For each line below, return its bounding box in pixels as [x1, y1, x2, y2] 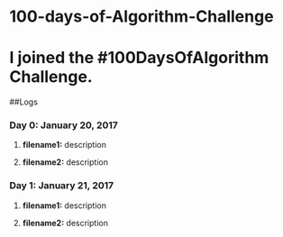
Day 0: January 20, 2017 [9, 119, 119, 132]
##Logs [9, 96, 39, 107]
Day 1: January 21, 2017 [9, 179, 114, 192]
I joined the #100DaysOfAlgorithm [9, 48, 269, 68]
